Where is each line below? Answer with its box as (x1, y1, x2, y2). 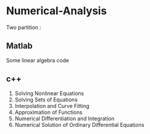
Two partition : (6, 24, 42, 31)
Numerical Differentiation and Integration (14, 114, 114, 122)
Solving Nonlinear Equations (14, 90, 84, 97)
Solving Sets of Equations (14, 96, 78, 103)
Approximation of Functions (14, 109, 83, 116)
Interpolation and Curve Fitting (14, 102, 90, 109)
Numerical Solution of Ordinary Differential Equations (14, 121, 145, 128)
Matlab (6, 41, 33, 51)
